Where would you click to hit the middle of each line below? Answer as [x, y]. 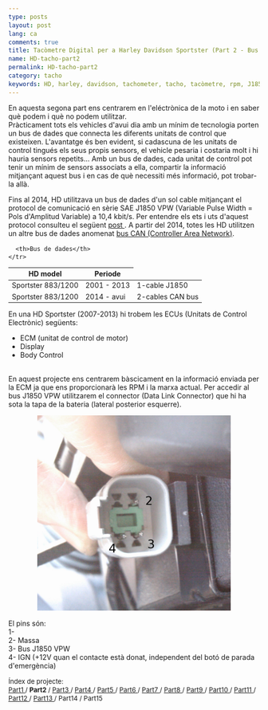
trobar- [246, 175]
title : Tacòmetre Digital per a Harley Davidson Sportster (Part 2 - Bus [134, 51]
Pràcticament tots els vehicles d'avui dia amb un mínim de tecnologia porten [134, 124]
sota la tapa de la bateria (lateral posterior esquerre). [95, 404]
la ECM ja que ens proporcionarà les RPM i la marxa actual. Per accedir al [129, 387]
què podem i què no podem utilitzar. [68, 116]
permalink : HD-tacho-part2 [53, 68]
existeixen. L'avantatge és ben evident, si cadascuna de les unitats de [123, 141]
